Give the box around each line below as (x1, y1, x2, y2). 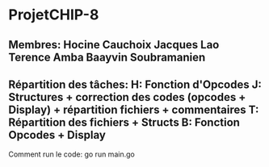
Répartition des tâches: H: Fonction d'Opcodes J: (8, 77, 263, 91)
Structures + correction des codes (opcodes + (8, 90, 246, 104)
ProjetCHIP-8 (8, 6, 99, 24)
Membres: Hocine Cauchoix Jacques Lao (8, 38, 220, 52)
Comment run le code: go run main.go (8, 149, 135, 159)
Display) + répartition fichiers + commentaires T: (8, 102, 259, 116)
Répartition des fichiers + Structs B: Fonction (8, 115, 241, 129)
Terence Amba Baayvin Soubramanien (8, 50, 206, 64)
